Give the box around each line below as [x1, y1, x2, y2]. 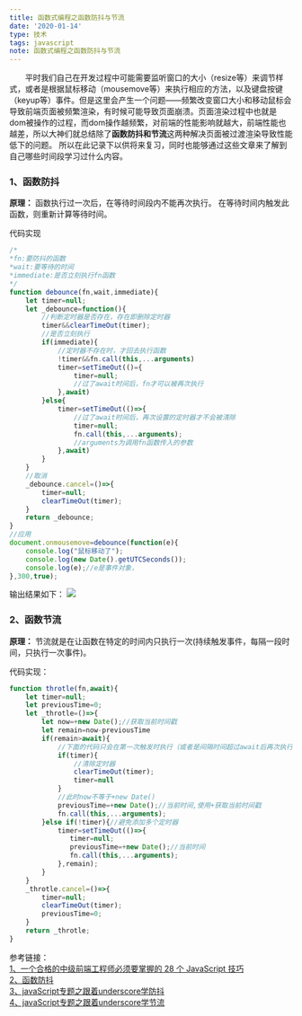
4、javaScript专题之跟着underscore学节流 [9, 996, 165, 1007]
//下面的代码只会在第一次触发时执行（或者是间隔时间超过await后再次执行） [57, 742, 300, 751]
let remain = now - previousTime [41, 726, 151, 735]
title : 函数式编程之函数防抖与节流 [9, 13, 125, 22]
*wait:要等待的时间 [9, 262, 75, 272]
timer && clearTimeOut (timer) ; [41, 321, 151, 331]
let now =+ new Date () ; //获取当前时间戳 [41, 718, 178, 727]
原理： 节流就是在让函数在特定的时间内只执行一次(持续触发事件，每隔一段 [9, 635, 283, 647]
